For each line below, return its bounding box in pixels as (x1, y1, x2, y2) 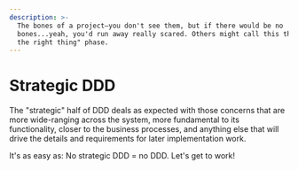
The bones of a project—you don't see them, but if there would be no (17, 21, 284, 30)
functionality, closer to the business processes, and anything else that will (9, 124, 279, 135)
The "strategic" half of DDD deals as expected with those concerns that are (9, 105, 286, 116)
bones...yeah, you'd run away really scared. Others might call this (17, 29, 279, 38)
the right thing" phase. (17, 37, 109, 47)
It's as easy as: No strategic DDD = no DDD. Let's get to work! (9, 151, 236, 161)
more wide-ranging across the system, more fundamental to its (9, 114, 239, 125)
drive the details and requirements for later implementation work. (9, 134, 247, 144)
